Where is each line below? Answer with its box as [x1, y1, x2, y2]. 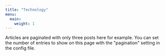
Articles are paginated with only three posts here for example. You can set [5, 35, 159, 41]
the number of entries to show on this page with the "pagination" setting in [5, 40, 160, 46]
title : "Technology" [5, 7, 49, 12]
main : [10, 16, 22, 21]
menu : [5, 12, 17, 17]
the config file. [5, 45, 35, 51]
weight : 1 [14, 21, 35, 26]
